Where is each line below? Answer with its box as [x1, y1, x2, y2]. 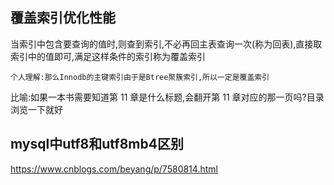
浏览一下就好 [10, 103, 63, 115]
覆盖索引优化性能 [10, 9, 116, 27]
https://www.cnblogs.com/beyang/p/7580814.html [10, 163, 218, 175]
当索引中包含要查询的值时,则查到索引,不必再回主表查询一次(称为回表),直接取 [10, 38, 323, 50]
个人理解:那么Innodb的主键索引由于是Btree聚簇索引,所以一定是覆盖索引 [10, 72, 270, 82]
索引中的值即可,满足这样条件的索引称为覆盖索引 [10, 50, 207, 62]
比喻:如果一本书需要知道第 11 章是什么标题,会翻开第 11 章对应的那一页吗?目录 [10, 91, 325, 103]
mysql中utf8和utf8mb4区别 [10, 136, 184, 153]
